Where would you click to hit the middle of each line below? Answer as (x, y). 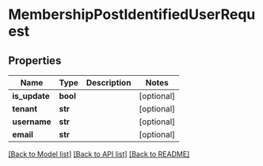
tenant (25, 109)
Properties (35, 60)
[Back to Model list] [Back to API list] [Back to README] (99, 154)
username (32, 122)
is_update (31, 96)
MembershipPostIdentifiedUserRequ (132, 15)
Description (109, 83)
